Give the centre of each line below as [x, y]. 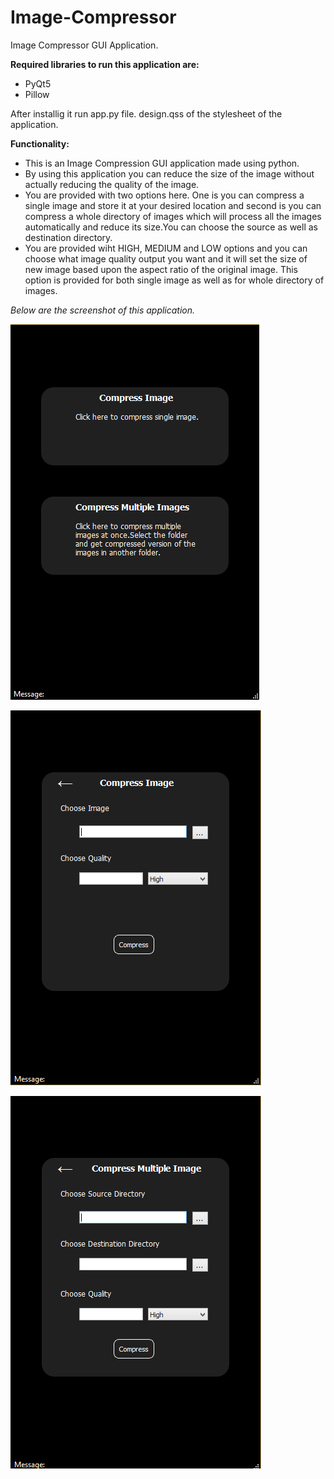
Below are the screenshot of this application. [103, 310]
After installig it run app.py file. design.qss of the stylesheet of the [146, 113]
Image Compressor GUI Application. [84, 45]
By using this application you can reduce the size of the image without [169, 173]
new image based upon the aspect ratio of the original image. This [161, 269]
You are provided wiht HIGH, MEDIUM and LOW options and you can [166, 248]
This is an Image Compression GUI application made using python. [162, 163]
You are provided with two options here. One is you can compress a [164, 195]
